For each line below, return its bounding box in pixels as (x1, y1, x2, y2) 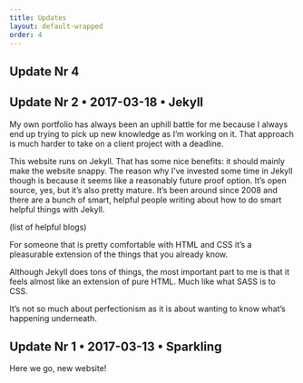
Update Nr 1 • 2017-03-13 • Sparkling (9, 339, 222, 354)
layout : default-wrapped (9, 22, 103, 31)
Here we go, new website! (9, 363, 107, 374)
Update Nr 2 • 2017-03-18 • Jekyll (9, 94, 204, 110)
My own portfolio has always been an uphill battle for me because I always (9, 119, 288, 130)
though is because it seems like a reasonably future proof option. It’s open (9, 174, 288, 186)
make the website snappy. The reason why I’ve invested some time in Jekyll (9, 165, 293, 176)
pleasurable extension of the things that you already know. (9, 249, 229, 260)
